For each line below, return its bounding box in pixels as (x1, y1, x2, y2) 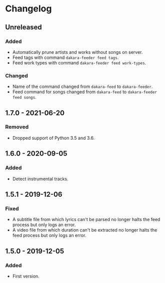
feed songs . (12, 94, 36, 100)
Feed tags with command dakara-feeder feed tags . (12, 54, 119, 60)
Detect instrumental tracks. (12, 176, 68, 182)
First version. (12, 273, 40, 279)
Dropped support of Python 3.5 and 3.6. (12, 135, 95, 141)
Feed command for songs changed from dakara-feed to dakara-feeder (12, 89, 157, 95)
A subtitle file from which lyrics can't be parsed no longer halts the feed (12, 217, 160, 223)
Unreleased (5, 23, 42, 31)
